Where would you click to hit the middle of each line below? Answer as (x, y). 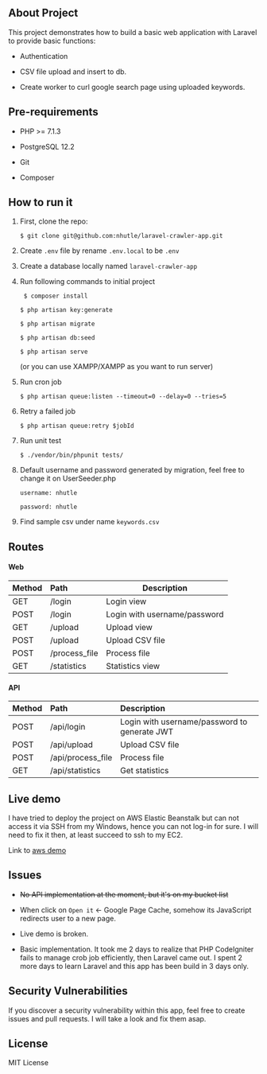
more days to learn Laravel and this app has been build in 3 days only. (134, 966)
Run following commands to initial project (87, 282)
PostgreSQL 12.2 (47, 146)
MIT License (29, 1063)
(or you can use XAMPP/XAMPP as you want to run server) (116, 367)
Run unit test (41, 441)
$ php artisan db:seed (57, 338)
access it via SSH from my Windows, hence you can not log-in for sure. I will (133, 827)
